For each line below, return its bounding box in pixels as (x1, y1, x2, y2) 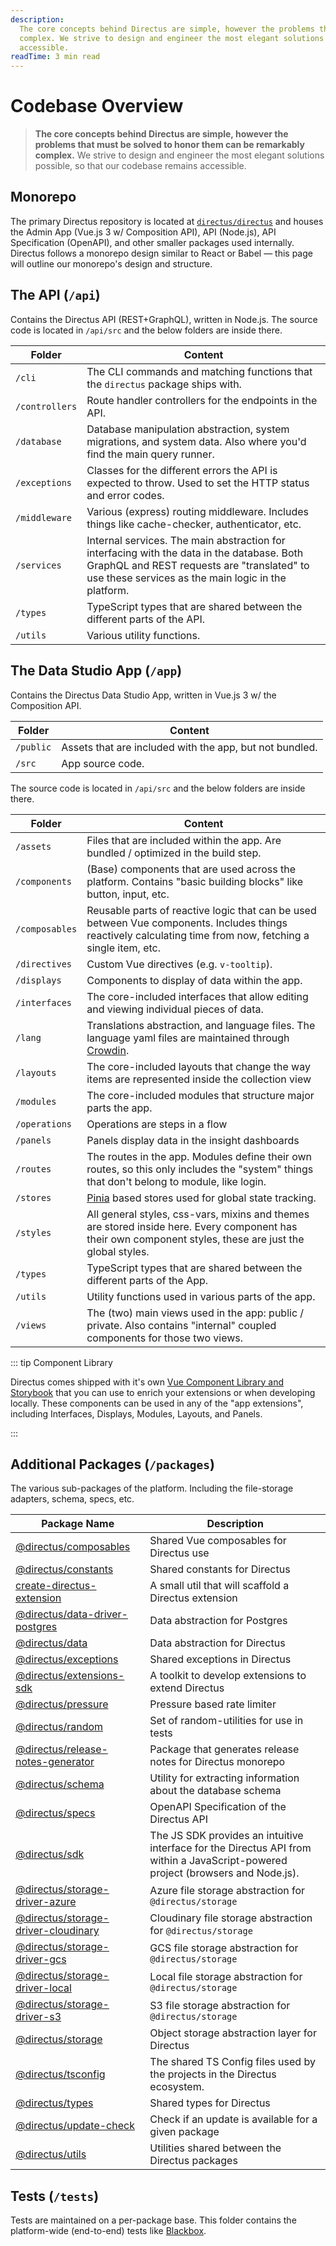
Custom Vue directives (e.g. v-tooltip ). (86, 957, 273, 971)
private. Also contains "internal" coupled (86, 1318, 277, 1332)
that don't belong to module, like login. (86, 1174, 267, 1188)
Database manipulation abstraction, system (86, 422, 290, 436)
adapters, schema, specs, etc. (10, 1493, 135, 1505)
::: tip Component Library (10, 1356, 113, 1368)
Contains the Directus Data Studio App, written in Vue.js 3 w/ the (10, 689, 277, 701)
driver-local (15, 1981, 72, 1995)
